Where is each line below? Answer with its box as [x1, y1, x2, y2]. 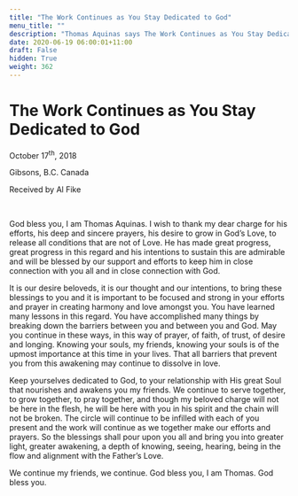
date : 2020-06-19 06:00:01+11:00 [9, 37, 133, 47]
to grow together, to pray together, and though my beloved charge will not [9, 394, 279, 405]
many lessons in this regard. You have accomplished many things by [9, 311, 260, 322]
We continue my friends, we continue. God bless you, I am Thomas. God [9, 468, 274, 478]
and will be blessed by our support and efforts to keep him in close [9, 256, 254, 267]
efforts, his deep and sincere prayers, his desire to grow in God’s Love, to [9, 228, 277, 239]
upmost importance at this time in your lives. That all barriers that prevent [9, 349, 278, 360]
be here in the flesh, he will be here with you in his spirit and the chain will [9, 404, 279, 415]
